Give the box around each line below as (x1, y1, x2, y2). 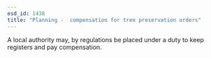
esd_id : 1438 (7, 10, 45, 17)
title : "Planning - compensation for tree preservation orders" (7, 17, 201, 23)
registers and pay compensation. (7, 43, 103, 51)
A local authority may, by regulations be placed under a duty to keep (7, 35, 205, 43)
